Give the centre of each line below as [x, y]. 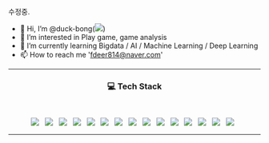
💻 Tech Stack [134, 86]
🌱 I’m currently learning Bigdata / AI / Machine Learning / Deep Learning [139, 46]
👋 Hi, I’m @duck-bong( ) [62, 29]
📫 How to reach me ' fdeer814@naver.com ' [91, 55]
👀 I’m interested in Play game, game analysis [93, 37]
